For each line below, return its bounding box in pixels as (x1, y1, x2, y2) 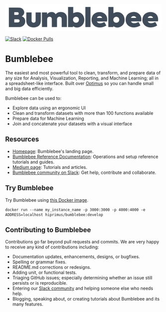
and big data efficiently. (5, 86, 54, 92)
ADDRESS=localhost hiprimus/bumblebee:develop (5, 212, 103, 217)
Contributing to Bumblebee (5, 226, 91, 234)
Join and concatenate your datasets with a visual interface (12, 121, 133, 127)
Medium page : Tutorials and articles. (12, 164, 87, 170)
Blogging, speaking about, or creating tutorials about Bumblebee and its (12, 296, 160, 302)
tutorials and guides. (12, 158, 55, 165)
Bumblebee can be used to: (5, 95, 62, 101)
